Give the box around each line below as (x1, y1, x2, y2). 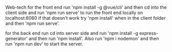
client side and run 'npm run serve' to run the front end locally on (5, 10, 143, 16)
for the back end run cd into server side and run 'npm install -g (5, 30, 139, 36)
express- (139, 30, 158, 36)
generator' (5, 35, 28, 41)
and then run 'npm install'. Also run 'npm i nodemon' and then (28, 35, 159, 41)
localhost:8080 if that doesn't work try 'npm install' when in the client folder (5, 15, 166, 21)
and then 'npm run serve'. (5, 20, 60, 26)
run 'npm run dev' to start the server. (5, 41, 84, 47)
